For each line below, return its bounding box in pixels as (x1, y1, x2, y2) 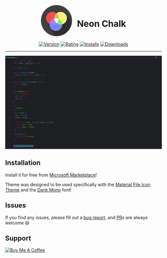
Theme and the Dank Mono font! (5, 186, 72, 193)
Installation (5, 159, 41, 167)
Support (5, 234, 31, 243)
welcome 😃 (5, 220, 30, 226)
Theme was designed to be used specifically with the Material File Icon (5, 181, 151, 187)
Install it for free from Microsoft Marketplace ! (5, 172, 97, 178)
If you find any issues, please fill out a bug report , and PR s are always (5, 214, 148, 220)
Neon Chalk (77, 18, 126, 29)
